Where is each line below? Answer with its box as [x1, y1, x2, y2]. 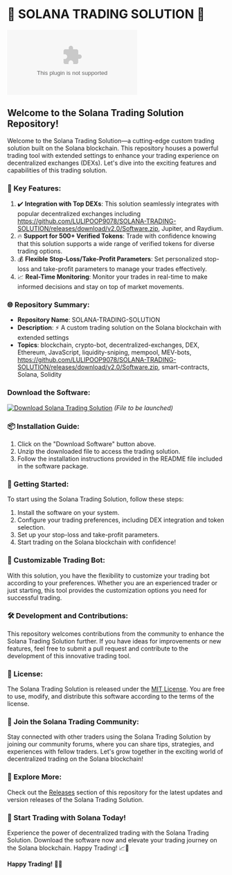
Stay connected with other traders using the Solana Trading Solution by [7, 733, 211, 741]
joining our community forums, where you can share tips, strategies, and [7, 740, 215, 749]
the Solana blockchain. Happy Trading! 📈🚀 [7, 844, 130, 852]
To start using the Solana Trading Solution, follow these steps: [7, 495, 184, 503]
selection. [17, 523, 46, 532]
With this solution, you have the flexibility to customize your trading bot [7, 571, 210, 580]
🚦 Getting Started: [7, 479, 69, 489]
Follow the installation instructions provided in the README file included [17, 455, 223, 463]
